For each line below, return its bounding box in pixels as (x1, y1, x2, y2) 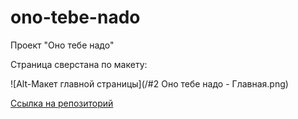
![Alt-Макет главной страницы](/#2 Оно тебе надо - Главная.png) (10, 77, 289, 90)
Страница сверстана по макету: (10, 58, 148, 70)
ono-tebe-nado (10, 6, 141, 29)
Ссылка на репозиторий (10, 97, 114, 109)
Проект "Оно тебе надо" (10, 39, 115, 51)
